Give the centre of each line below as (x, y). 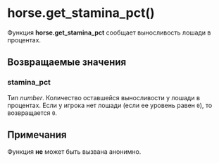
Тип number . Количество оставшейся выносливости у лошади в (104, 97)
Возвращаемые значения (67, 62)
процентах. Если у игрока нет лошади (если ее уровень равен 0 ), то (110, 105)
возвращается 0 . (32, 113)
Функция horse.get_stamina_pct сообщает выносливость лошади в (109, 32)
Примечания (37, 135)
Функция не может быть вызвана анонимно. (74, 152)
